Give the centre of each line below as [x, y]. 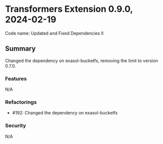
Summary [20, 49]
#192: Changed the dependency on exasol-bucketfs [65, 113]
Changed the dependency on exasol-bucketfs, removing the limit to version [82, 61]
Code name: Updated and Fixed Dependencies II [54, 33]
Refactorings [21, 102]
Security [16, 126]
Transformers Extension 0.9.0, [69, 9]
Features [16, 78]
